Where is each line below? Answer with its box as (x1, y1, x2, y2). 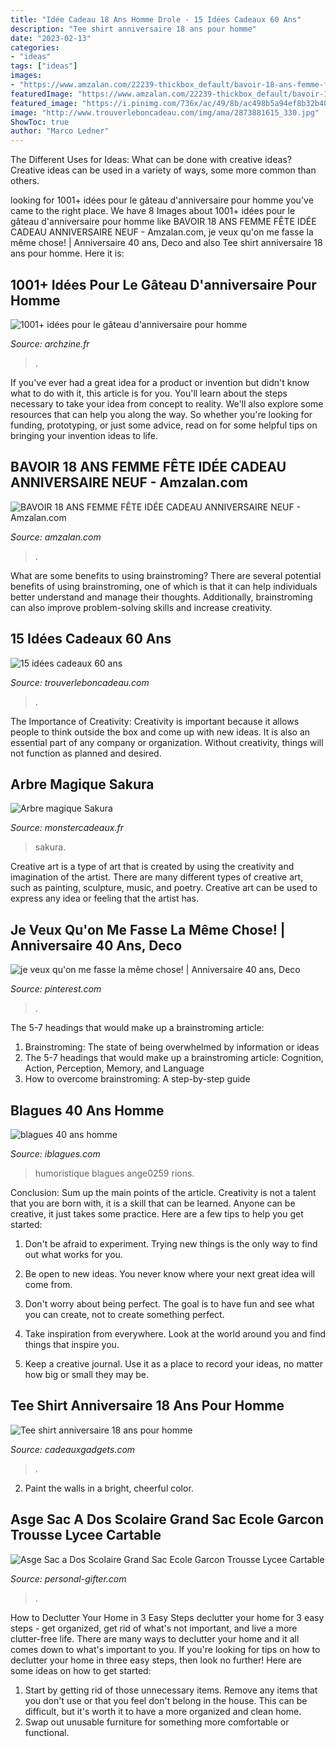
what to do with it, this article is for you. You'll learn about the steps (10, 387, 288, 399)
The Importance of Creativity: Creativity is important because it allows (10, 715, 300, 727)
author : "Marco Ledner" (10, 126, 110, 136)
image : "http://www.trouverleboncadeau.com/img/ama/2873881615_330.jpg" (10, 107, 320, 118)
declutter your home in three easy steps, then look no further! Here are (10, 1654, 302, 1666)
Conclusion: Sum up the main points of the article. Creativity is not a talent (10, 1187, 317, 1198)
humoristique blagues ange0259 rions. (34, 1167, 195, 1179)
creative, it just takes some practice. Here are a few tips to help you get (10, 1208, 304, 1220)
